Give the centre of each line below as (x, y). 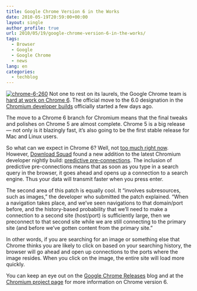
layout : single (25, 22)
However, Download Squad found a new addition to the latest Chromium (94, 154)
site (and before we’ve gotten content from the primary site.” (79, 228)
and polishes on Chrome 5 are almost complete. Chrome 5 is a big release (96, 124)
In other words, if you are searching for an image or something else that (93, 239)
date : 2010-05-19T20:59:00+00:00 (47, 17)
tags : (13, 39)
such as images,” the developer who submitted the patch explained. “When (97, 197)
